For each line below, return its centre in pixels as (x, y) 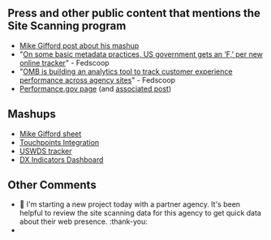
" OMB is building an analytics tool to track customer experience (126, 71)
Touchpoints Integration (59, 142)
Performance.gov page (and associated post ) (95, 88)
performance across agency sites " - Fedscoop (97, 79)
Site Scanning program (67, 26)
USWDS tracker (45, 151)
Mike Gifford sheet (50, 134)
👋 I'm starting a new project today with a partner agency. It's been (130, 204)
